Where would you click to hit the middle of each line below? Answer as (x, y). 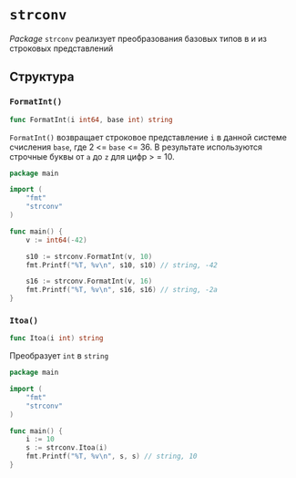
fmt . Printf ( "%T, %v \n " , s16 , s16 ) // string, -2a (122, 290)
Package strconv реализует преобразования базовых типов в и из (138, 38)
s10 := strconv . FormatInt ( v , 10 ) (89, 256)
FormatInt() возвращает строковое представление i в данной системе (148, 137)
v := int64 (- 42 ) (57, 240)
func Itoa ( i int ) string (56, 338)
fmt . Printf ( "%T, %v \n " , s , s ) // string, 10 (112, 457)
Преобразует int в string (59, 356)
